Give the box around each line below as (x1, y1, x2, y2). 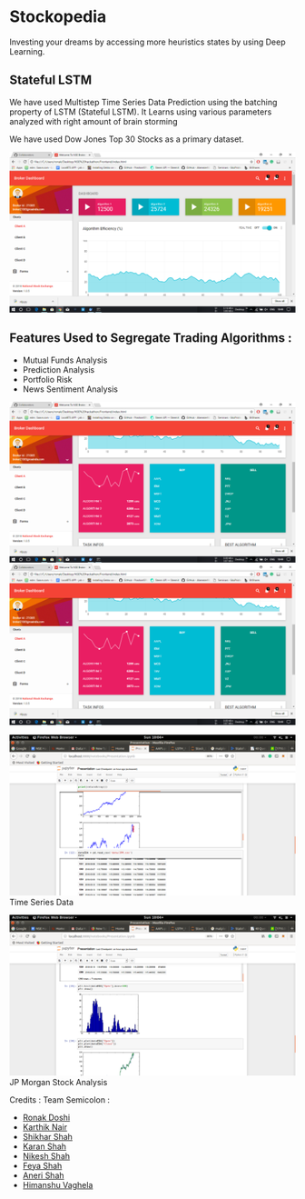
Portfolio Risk (22, 374, 73, 385)
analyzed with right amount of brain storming (9, 115, 178, 126)
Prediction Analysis (22, 364, 95, 375)
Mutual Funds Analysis (22, 355, 108, 365)
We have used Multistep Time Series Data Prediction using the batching (9, 96, 278, 107)
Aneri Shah (22, 1170, 65, 1181)
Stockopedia (9, 6, 107, 27)
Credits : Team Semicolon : (9, 1094, 111, 1105)
